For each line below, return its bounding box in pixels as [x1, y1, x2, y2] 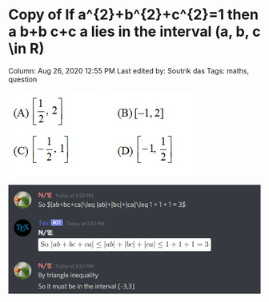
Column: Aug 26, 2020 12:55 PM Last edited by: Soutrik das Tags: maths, [8, 66, 250, 75]
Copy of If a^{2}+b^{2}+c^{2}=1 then [8, 6, 259, 24]
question [8, 74, 38, 84]
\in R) [8, 40, 45, 58]
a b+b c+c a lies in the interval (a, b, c [8, 22, 261, 41]
